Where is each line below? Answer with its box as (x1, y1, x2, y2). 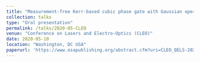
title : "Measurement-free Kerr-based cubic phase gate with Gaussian (6, 8, 183, 15)
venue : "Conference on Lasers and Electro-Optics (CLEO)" (6, 31, 153, 37)
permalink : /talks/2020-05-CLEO (6, 25, 86, 31)
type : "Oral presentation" (6, 19, 73, 25)
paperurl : (6, 47, 31, 53)
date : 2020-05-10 (6, 36, 49, 42)
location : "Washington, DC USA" (6, 42, 86, 48)
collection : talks (6, 14, 52, 20)
